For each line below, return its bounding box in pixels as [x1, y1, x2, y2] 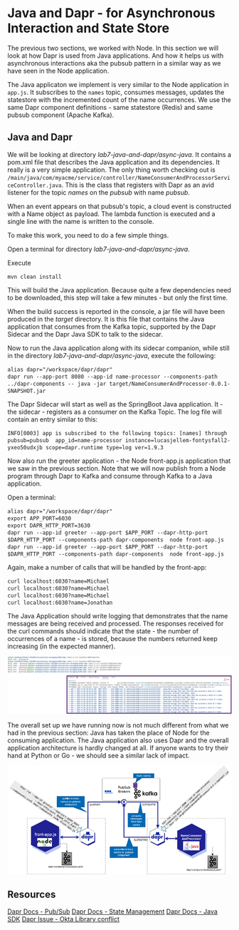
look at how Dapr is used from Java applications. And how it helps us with [7, 51, 224, 60]
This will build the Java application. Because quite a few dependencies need [7, 285, 231, 294]
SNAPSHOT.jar [7, 387, 46, 394]
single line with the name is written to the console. [7, 217, 154, 225]
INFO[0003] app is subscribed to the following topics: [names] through [7, 429, 228, 436]
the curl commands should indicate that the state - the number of [7, 626, 199, 635]
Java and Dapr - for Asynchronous [7, 5, 216, 21]
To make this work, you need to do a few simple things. [7, 230, 169, 240]
